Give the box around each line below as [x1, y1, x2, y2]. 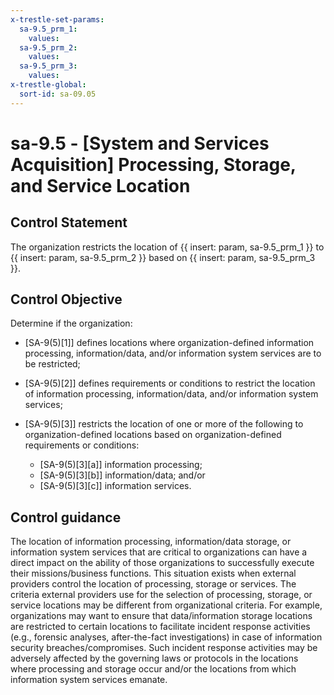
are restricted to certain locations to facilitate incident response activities [10, 621, 311, 633]
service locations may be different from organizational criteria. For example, [10, 599, 323, 611]
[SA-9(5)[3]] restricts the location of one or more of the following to [24, 418, 304, 430]
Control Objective [10, 291, 123, 308]
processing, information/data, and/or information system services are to [24, 347, 322, 360]
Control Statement [10, 214, 128, 231]
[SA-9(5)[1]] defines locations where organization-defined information [24, 337, 315, 349]
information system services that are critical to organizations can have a [10, 546, 308, 558]
